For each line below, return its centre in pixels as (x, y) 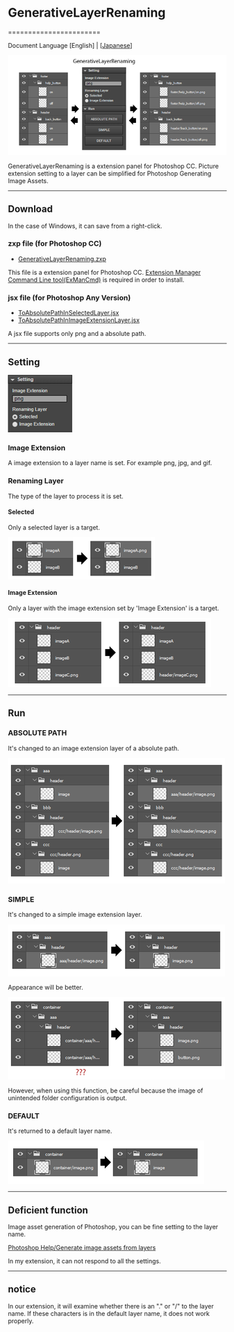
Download (30, 209)
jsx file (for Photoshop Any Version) (69, 298)
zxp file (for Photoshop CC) (55, 244)
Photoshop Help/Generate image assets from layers (82, 1248)
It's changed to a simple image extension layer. (75, 914)
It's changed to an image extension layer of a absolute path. (94, 748)
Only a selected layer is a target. (54, 527)
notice (22, 1289)
